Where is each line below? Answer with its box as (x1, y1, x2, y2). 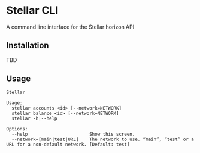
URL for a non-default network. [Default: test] (6, 141, 130, 148)
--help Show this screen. (11, 131, 135, 137)
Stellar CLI (6, 4, 59, 17)
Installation (6, 40, 49, 51)
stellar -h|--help (11, 115, 58, 121)
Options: (6, 126, 28, 132)
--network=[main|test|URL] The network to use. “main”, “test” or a (11, 136, 195, 142)
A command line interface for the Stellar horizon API (6, 23, 135, 30)
